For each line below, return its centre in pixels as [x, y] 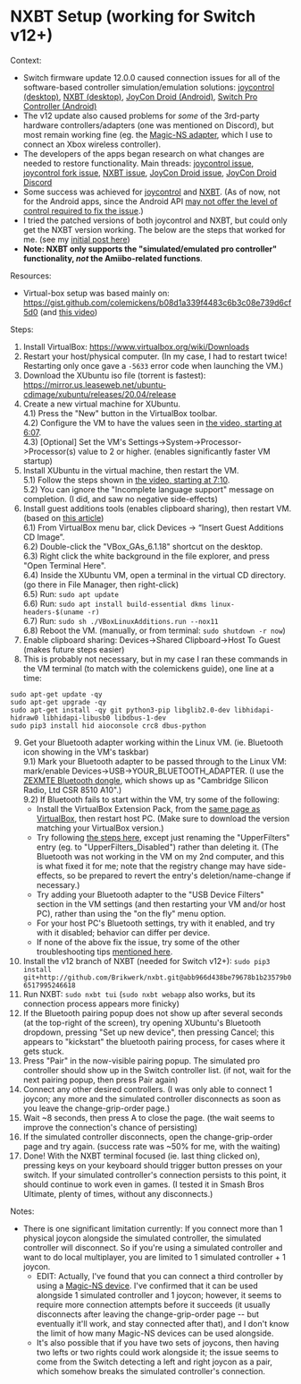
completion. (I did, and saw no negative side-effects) [120, 499]
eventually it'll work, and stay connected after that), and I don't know [163, 1323]
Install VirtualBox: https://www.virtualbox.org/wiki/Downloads [136, 346]
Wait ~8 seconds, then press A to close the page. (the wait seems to [149, 1117]
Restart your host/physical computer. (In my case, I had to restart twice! [155, 356]
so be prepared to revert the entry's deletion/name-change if [179, 876]
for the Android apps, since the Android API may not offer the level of [150, 201]
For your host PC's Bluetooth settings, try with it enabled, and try [155, 923]
